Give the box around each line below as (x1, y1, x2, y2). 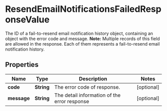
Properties (5, 60, 39, 69)
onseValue (5, 14, 50, 25)
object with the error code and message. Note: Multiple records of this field (5, 36, 160, 42)
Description (79, 75, 107, 82)
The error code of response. (54, 83, 120, 90)
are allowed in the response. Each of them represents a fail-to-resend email (5, 41, 160, 47)
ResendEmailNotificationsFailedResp (5, 3, 162, 15)
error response (54, 98, 89, 105)
